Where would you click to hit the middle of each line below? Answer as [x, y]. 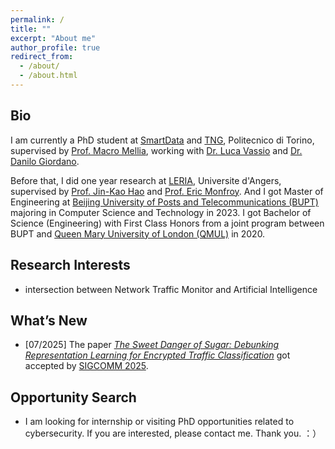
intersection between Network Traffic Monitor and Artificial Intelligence [171, 289]
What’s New [49, 320]
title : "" [31, 29]
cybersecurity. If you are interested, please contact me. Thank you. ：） [173, 433]
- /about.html [48, 76]
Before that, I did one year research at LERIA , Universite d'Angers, [146, 180]
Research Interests [70, 265]
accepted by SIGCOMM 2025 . [86, 366]
